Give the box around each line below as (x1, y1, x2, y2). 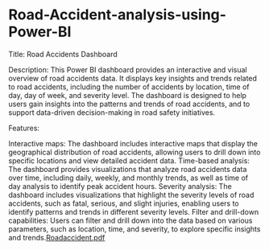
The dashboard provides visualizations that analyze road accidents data (8, 164, 247, 174)
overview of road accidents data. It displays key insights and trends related (8, 73, 258, 83)
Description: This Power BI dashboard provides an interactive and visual (8, 64, 247, 74)
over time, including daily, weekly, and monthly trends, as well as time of (8, 173, 248, 182)
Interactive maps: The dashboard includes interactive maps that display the (8, 138, 259, 148)
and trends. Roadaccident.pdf (8, 232, 106, 242)
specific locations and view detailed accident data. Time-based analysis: (8, 155, 250, 166)
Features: (8, 123, 40, 133)
